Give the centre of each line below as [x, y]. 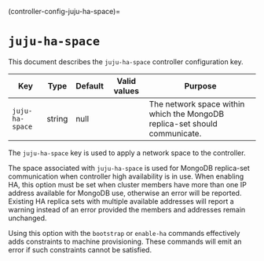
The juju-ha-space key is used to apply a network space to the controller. [127, 153]
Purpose [200, 85]
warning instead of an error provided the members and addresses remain [127, 209]
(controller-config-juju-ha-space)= [64, 11]
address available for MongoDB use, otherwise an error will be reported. [125, 193]
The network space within [197, 103]
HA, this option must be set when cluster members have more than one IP [128, 184]
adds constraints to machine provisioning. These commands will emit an [125, 241]
